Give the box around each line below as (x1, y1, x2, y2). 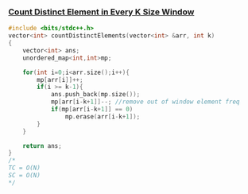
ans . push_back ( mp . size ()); (50, 91, 141, 99)
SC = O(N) (8, 172, 41, 180)
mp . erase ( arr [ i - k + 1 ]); (64, 112, 141, 121)
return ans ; (22, 142, 62, 149)
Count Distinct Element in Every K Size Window (8, 6, 195, 17)
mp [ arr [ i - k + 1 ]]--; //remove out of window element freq (50, 98, 240, 106)
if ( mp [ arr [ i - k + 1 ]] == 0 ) (50, 106, 134, 114)
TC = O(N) (8, 164, 41, 173)
